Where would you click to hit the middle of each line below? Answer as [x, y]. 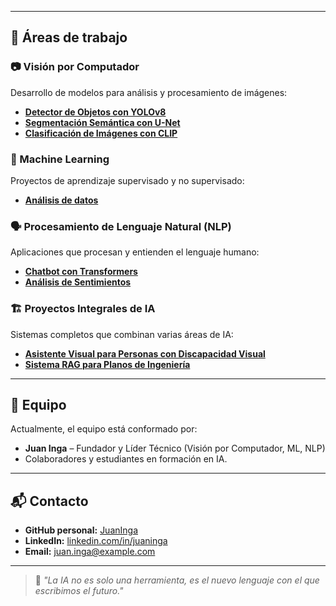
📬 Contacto [49, 501]
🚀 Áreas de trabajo [69, 37]
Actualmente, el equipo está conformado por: [104, 429]
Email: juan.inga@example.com [90, 552]
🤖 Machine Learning [60, 159]
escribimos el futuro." [79, 591]
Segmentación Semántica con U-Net [102, 122]
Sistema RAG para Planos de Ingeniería [107, 364]
